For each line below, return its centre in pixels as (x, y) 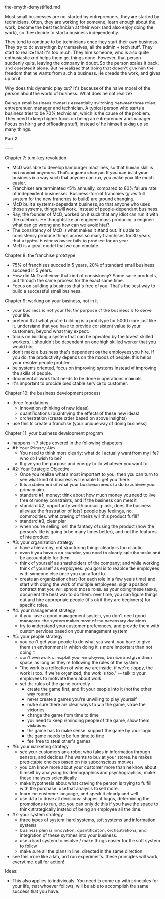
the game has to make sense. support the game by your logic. (90, 731)
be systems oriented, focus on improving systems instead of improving (84, 368)
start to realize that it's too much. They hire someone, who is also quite (77, 52)
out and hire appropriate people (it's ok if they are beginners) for (85, 600)
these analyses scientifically (48, 778)
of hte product (34, 537)
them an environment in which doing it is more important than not (86, 647)
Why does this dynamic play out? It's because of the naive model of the (78, 88)
